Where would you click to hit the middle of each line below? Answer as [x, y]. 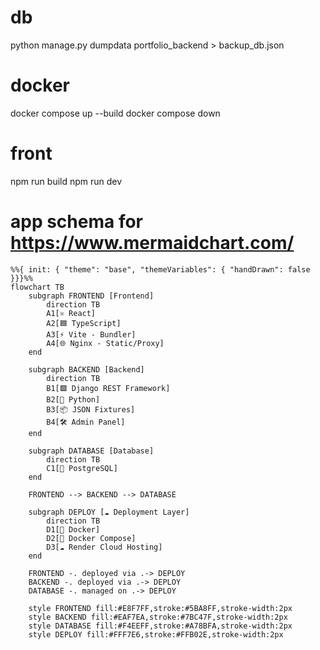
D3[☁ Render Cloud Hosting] [104, 547]
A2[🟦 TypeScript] [84, 323]
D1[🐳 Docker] [73, 529]
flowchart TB [37, 287]
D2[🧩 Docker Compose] [91, 538]
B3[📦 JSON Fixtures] [91, 409]
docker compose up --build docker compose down [115, 113]
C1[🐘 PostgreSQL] [82, 468]
